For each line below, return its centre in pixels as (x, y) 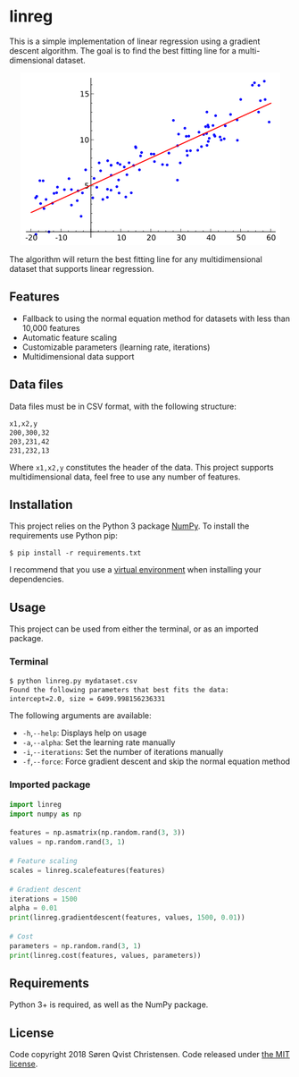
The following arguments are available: (80, 716)
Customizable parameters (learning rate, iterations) (116, 347)
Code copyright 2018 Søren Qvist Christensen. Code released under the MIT (149, 1055)
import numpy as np (46, 814)
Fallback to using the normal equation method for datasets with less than (156, 318)
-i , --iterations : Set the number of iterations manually (123, 752)
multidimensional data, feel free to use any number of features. (125, 477)
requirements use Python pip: (63, 536)
